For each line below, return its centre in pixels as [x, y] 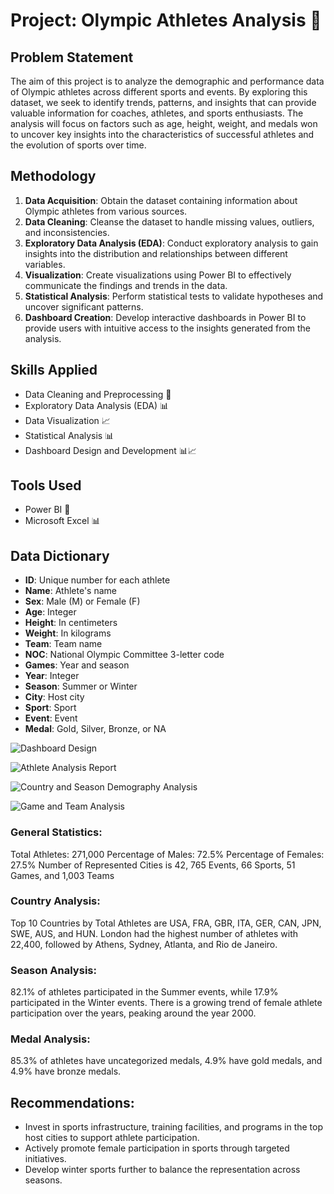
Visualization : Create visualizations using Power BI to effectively [158, 275]
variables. [45, 264]
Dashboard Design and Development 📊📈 [110, 450]
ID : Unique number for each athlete [97, 580]
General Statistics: [56, 832]
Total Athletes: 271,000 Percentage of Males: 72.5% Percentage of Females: [167, 854]
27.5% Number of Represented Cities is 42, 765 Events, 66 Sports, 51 [153, 865]
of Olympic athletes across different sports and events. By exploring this [159, 92]
